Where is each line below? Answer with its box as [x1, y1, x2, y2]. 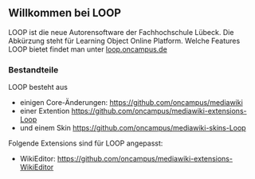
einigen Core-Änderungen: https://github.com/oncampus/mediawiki [19, 98, 243, 107]
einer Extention [19, 107, 70, 116]
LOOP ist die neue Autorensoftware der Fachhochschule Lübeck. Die [8, 27, 234, 37]
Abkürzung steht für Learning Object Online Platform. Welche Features [8, 36, 241, 45]
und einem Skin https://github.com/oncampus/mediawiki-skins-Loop [19, 123, 246, 133]
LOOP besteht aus [8, 83, 68, 92]
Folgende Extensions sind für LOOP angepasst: [8, 138, 163, 148]
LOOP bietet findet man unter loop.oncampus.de [8, 44, 167, 54]
